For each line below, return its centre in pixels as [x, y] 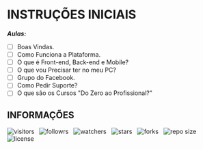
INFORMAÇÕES [41, 115]
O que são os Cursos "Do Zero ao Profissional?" [84, 93]
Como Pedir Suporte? [47, 85]
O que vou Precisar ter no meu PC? [66, 70]
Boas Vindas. [36, 46]
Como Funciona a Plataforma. [59, 54]
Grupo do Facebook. [46, 78]
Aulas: [17, 33]
